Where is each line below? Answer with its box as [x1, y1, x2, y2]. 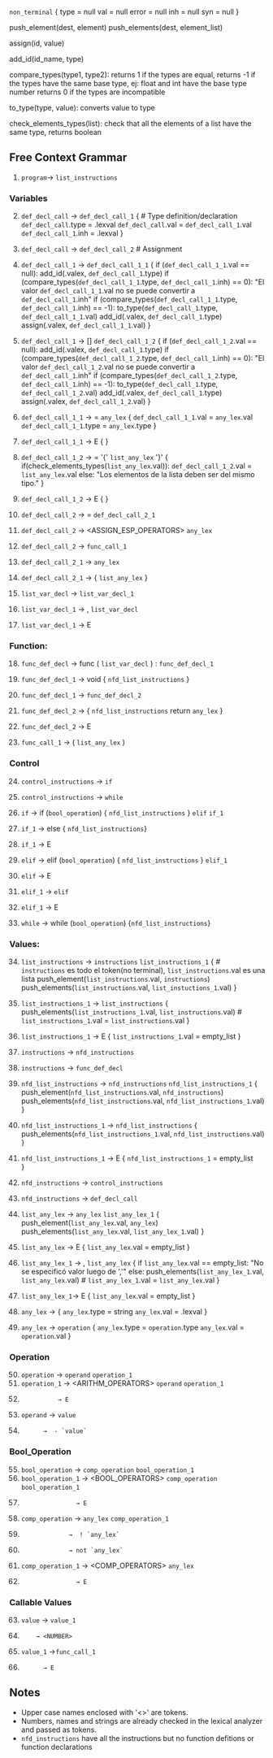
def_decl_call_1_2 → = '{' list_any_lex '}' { [20, 453, 169, 462]
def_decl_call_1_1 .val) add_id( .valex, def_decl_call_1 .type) [20, 312, 223, 322]
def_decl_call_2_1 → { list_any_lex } [20, 573, 149, 583]
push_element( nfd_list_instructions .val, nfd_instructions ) [20, 1087, 224, 1096]
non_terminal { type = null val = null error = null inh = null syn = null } [9, 7, 240, 16]
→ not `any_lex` [68, 1546, 124, 1555]
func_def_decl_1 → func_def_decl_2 [20, 690, 141, 700]
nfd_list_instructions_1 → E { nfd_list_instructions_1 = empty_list [20, 1153, 253, 1163]
